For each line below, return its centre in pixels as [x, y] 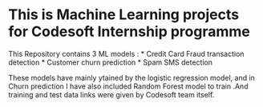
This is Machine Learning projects [123, 15]
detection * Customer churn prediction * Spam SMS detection [111, 62]
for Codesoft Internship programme [129, 32]
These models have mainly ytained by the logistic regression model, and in [131, 77]
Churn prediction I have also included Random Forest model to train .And [128, 86]
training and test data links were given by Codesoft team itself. [111, 94]
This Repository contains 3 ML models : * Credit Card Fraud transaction [126, 53]
